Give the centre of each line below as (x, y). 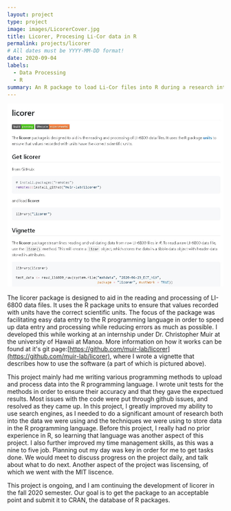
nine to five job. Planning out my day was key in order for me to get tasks (110, 450)
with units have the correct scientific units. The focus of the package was (111, 312)
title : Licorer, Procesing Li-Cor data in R (72, 36)
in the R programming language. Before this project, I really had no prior (109, 428)
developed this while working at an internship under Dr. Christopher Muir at (114, 334)
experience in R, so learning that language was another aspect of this (106, 435)
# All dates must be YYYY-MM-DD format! (66, 51)
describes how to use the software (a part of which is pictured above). (107, 363)
